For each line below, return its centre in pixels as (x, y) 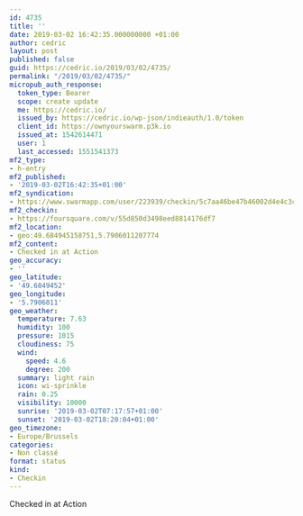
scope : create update (58, 101)
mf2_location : (36, 227)
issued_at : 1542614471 (60, 135)
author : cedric (38, 43)
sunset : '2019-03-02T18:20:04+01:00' (88, 420)
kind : (19, 470)
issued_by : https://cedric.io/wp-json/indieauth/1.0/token (131, 118)
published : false (42, 59)
